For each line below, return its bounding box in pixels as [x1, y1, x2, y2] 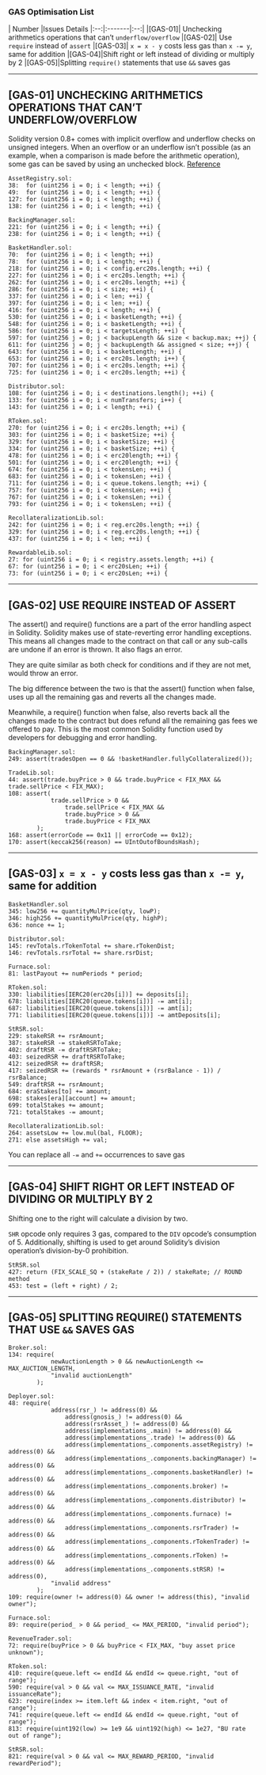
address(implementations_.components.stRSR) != [64, 1566, 225, 1574]
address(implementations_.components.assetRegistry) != [64, 1441, 253, 1449]
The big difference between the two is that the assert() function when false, [8, 683, 255, 693]
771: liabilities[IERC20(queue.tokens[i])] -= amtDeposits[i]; [8, 1011, 222, 1019]
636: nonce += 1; [8, 921, 66, 929]
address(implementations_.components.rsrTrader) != [64, 1524, 239, 1532]
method [8, 1275, 30, 1283]
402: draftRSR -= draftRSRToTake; [8, 1046, 123, 1054]
